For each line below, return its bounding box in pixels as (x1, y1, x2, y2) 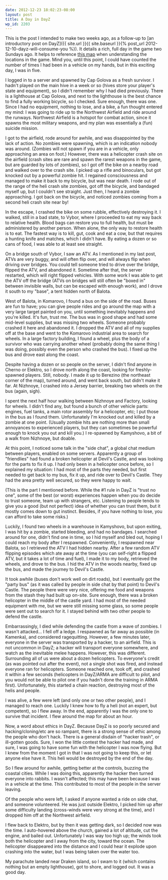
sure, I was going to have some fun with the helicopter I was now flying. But (5, 744, 162, 751)
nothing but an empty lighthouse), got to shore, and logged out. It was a (5, 864, 154, 870)
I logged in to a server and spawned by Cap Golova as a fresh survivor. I (5, 77, 154, 83)
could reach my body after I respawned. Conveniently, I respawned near (5, 539, 154, 546)
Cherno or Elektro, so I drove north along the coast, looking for (5, 367, 135, 373)
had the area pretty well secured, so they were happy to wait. (5, 477, 132, 484)
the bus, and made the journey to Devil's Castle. (5, 566, 104, 572)
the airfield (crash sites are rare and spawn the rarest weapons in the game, (5, 157, 162, 163)
